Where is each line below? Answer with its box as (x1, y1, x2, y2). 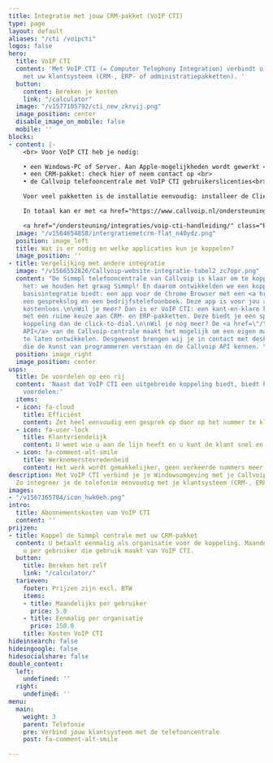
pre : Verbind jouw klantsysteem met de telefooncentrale (23, 728, 220, 736)
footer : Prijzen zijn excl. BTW (23, 584, 132, 592)
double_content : (8, 660, 63, 668)
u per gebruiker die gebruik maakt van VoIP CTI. (23, 546, 195, 555)
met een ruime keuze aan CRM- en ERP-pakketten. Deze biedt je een (23, 312, 256, 321)
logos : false (8, 42, 53, 50)
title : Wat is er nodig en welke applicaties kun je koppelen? (15, 245, 234, 253)
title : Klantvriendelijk (23, 433, 107, 441)
